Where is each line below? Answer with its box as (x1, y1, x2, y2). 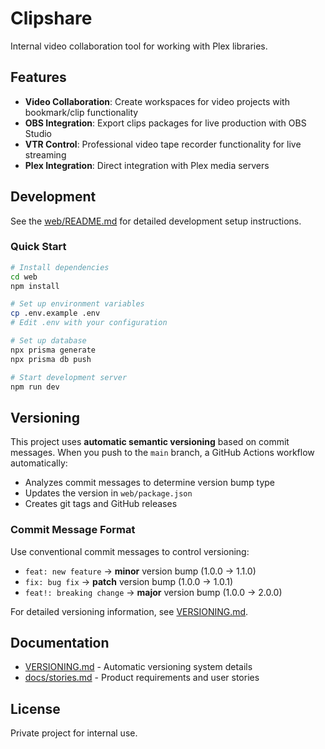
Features (10, 69, 67, 86)
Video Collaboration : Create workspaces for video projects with (24, 95, 290, 107)
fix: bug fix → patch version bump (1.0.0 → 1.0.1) (24, 575, 234, 587)
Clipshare (10, 7, 93, 30)
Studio (24, 127, 52, 139)
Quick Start (10, 240, 67, 254)
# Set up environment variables (10, 299, 145, 309)
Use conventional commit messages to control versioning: (10, 545, 250, 557)
